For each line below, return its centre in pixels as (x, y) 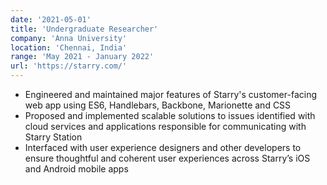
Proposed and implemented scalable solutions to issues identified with (170, 115)
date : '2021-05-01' (51, 19)
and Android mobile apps (76, 169)
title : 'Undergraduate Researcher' (84, 29)
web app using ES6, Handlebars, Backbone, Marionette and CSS (158, 105)
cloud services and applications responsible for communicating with (165, 126)
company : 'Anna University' (69, 38)
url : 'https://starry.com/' (69, 66)
